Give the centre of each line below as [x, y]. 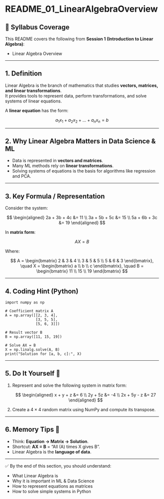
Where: [12, 251]
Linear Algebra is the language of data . [52, 451]
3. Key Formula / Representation [55, 196]
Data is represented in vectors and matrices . [58, 161]
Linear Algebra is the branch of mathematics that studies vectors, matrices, [82, 85]
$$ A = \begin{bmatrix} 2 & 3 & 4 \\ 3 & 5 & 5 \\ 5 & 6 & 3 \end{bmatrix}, [82, 261]
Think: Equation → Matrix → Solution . [50, 441]
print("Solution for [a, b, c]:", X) [43, 354]
